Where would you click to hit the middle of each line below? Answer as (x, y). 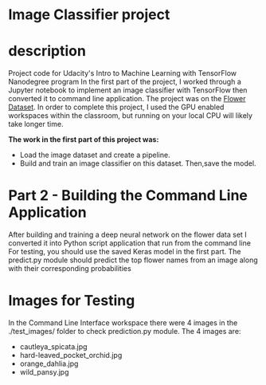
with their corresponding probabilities (70, 269)
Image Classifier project (89, 15)
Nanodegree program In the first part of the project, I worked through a (125, 82)
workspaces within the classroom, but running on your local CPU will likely (131, 116)
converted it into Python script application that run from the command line (129, 243)
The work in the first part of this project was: (84, 139)
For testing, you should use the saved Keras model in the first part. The (125, 252)
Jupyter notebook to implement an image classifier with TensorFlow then (128, 90)
